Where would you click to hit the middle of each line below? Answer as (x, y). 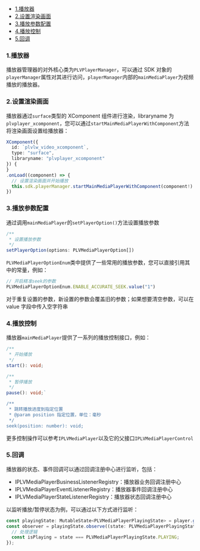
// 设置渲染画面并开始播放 (40, 181)
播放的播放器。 (24, 85)
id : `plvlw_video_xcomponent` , (50, 147)
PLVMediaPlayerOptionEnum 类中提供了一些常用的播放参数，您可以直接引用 (96, 263)
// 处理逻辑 (24, 532)
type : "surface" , (33, 153)
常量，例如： (32, 270)
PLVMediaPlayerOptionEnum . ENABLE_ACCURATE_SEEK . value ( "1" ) (81, 287)
